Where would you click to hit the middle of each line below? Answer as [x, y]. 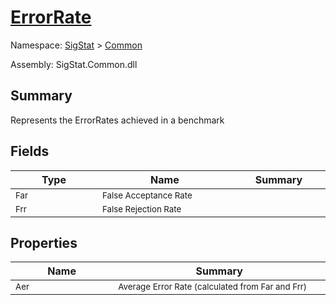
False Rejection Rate [141, 209]
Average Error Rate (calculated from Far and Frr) [213, 287]
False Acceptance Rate [147, 195]
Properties [44, 242]
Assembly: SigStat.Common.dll [74, 64]
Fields [30, 151]
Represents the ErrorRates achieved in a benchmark [117, 120]
